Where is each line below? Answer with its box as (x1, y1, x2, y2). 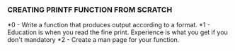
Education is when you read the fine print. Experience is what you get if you (7, 28, 228, 36)
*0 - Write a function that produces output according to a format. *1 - (7, 21, 211, 29)
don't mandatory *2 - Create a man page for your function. (7, 36, 180, 44)
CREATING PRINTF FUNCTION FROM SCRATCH (7, 5, 173, 15)
